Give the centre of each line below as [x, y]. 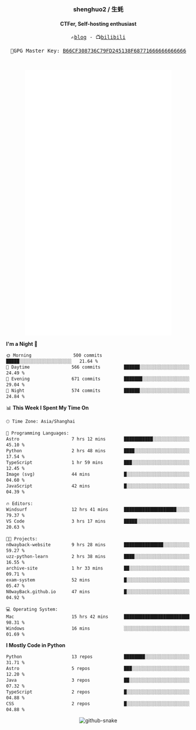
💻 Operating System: [32, 610]
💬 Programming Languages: [37, 433]
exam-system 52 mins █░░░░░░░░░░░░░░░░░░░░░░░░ [98, 580]
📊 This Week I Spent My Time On [47, 408]
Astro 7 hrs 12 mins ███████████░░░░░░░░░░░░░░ [98, 439]
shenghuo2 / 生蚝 [98, 9]
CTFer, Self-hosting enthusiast [98, 23]
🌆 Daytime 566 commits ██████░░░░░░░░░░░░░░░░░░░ [98, 367]
